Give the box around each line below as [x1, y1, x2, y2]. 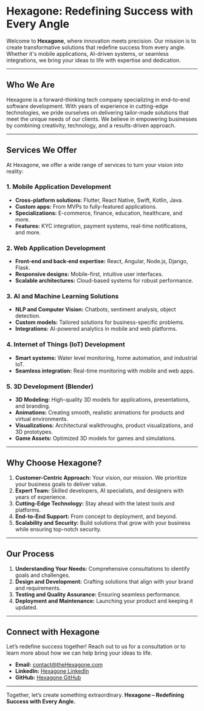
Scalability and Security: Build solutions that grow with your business [15, 519, 191, 526]
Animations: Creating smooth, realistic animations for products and [15, 409, 185, 416]
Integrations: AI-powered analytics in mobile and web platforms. [15, 325, 178, 332]
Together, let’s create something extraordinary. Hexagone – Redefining [6, 692, 185, 699]
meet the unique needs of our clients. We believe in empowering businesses [6, 115, 197, 123]
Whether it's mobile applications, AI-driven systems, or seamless [6, 50, 169, 57]
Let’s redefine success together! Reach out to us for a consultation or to [6, 643, 186, 650]
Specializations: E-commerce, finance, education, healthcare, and [15, 209, 183, 217]
